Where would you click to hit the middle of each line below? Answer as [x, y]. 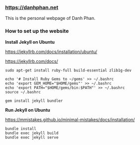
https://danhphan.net [32, 7]
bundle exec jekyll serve [32, 137]
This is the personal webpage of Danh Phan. [50, 18]
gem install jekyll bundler [34, 101]
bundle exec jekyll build [32, 133]
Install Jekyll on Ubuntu [30, 42]
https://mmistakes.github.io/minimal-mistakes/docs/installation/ [70, 119]
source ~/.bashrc [23, 92]
